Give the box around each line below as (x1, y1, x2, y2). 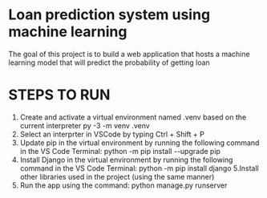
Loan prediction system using (8, 6, 211, 24)
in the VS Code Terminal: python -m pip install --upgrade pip (19, 146, 220, 156)
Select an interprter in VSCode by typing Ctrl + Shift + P (19, 129, 204, 139)
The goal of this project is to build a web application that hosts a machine (8, 49, 250, 59)
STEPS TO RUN (8, 86, 111, 104)
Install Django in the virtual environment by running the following (19, 155, 233, 164)
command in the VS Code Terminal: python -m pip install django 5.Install (19, 163, 259, 173)
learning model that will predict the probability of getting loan (8, 58, 210, 67)
